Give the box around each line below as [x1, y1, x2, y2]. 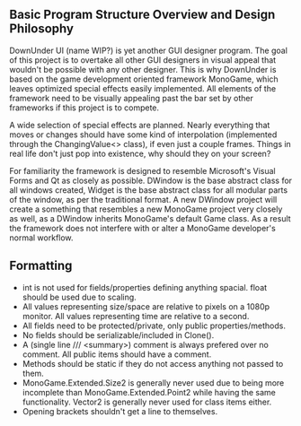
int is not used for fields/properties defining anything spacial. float [22, 282, 268, 292]
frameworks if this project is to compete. [9, 102, 160, 113]
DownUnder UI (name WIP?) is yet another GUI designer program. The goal [9, 45, 288, 56]
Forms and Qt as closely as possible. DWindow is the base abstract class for [9, 175, 293, 186]
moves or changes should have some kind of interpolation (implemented [9, 129, 278, 140]
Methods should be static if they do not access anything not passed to [22, 358, 284, 369]
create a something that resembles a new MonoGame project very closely [9, 204, 283, 214]
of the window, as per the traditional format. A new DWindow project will [9, 194, 278, 204]
